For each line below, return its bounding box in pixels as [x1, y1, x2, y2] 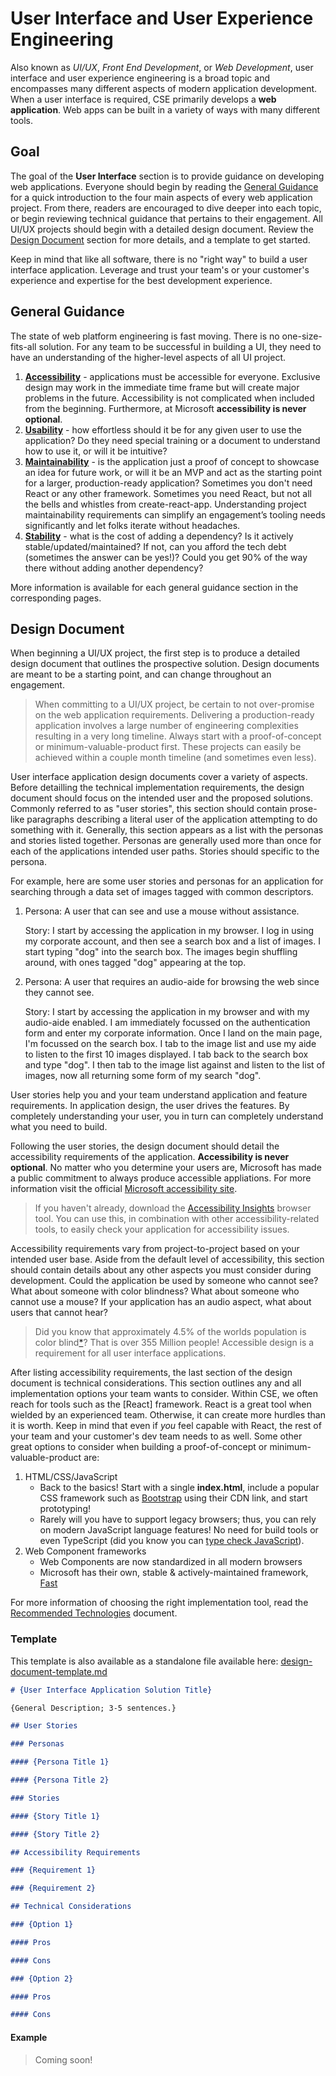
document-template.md [10, 1665, 108, 1677]
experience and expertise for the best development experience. [10, 274, 273, 286]
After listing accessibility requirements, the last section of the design [10, 1367, 293, 1379]
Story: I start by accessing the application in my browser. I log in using [24, 925, 315, 937]
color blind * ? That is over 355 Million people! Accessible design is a [34, 1337, 315, 1349]
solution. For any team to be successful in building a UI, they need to [38, 340, 322, 352]
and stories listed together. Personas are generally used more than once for [10, 835, 322, 847]
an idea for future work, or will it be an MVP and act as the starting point [24, 466, 323, 478]
